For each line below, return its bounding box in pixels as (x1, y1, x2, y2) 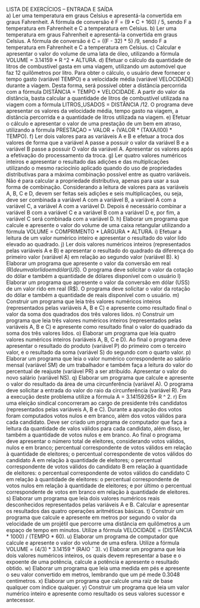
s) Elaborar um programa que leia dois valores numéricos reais (6, 495, 160, 502)
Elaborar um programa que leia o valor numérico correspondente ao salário (6, 355, 191, 362)
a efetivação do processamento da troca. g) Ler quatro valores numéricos (6, 152, 187, 158)
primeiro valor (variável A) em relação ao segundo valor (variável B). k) (6, 253, 180, 260)
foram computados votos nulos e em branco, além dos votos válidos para (6, 413, 186, 419)
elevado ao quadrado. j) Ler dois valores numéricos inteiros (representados (6, 241, 191, 248)
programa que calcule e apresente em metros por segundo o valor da (6, 514, 177, 521)
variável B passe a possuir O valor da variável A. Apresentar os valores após (6, 145, 193, 152)
